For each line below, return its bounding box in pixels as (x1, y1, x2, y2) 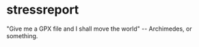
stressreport (6, 2, 79, 18)
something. (6, 31, 38, 40)
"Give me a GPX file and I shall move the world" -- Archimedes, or (6, 25, 192, 33)
